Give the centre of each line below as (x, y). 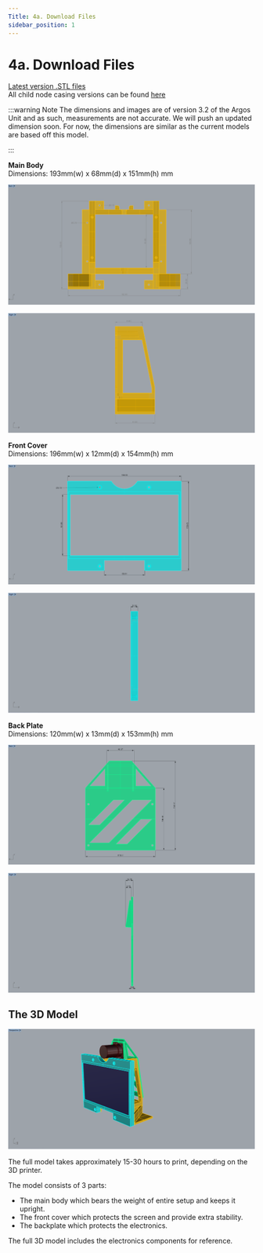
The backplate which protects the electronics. (94, 1226)
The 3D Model (43, 1015)
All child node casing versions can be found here (87, 95)
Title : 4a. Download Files (52, 16)
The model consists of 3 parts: (58, 1185)
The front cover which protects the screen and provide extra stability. (131, 1218)
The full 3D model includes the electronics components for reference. (121, 1241)
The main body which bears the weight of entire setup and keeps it (128, 1200)
